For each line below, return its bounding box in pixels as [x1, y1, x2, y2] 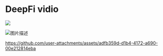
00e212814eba [5, 45, 36, 51]
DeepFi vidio [5, 3, 59, 15]
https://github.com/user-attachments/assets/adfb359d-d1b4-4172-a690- [5, 40, 158, 46]
